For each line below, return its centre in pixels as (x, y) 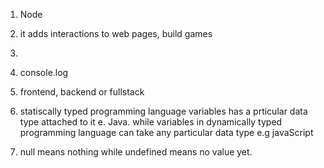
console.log (44, 72)
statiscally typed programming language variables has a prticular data (163, 111)
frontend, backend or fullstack (82, 92)
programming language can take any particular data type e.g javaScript (166, 132)
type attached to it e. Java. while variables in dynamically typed (151, 122)
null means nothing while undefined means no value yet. (136, 152)
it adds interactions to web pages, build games (116, 33)
